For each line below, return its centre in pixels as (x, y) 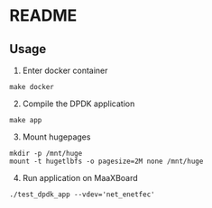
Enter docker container (65, 70)
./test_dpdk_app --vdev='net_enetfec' (82, 194)
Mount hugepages (56, 137)
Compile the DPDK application (78, 104)
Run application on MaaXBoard (80, 178)
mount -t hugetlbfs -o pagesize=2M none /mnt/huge (106, 161)
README (43, 16)
